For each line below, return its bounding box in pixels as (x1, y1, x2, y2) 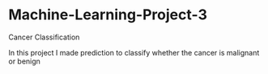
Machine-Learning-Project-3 (8, 6, 208, 24)
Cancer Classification (8, 32, 80, 42)
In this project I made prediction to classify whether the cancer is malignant (8, 47, 260, 57)
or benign (8, 56, 40, 66)
